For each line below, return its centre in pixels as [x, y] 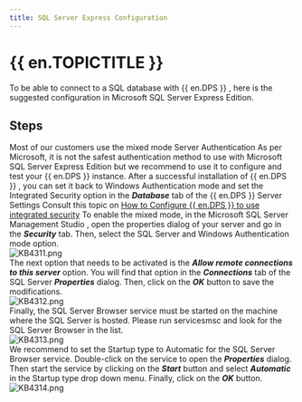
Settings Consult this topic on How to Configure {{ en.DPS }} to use [135, 206]
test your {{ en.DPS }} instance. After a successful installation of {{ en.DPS [148, 177]
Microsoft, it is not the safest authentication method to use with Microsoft [146, 157]
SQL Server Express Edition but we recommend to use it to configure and [146, 167]
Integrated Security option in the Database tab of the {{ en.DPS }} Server [146, 196]
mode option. [34, 244]
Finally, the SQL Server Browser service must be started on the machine [144, 311]
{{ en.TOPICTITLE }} [87, 62]
